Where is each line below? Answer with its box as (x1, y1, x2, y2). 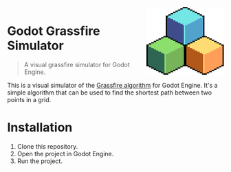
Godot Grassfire (7, 23, 100, 39)
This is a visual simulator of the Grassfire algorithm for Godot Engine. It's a (7, 81, 218, 89)
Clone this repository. (16, 142, 78, 150)
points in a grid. (7, 95, 52, 103)
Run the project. (16, 157, 63, 165)
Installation (7, 120, 73, 136)
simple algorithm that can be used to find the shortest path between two (7, 88, 212, 97)
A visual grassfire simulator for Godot (23, 60, 131, 69)
